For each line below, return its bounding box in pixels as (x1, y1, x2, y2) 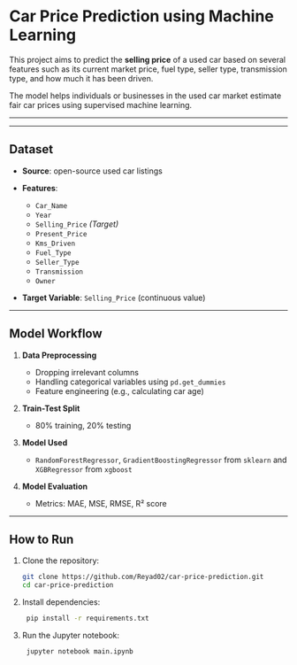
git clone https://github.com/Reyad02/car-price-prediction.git (21, 573, 264, 582)
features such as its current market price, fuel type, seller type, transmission (9, 64, 287, 74)
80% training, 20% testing (34, 420, 132, 430)
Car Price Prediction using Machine (9, 6, 274, 27)
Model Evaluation (21, 481, 88, 491)
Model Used (21, 437, 68, 448)
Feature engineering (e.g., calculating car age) (34, 385, 205, 396)
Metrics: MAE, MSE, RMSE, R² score (34, 498, 167, 508)
